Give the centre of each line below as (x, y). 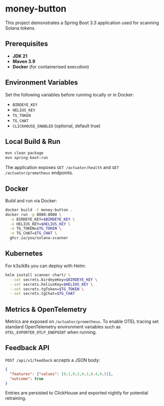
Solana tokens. (21, 28)
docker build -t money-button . (39, 210)
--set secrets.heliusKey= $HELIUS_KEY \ (51, 284)
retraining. (16, 398)
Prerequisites (27, 44)
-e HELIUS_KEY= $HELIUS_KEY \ (40, 224)
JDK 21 (20, 56)
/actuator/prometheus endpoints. (39, 173)
